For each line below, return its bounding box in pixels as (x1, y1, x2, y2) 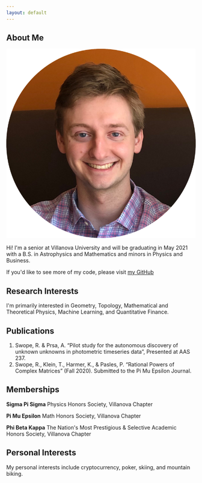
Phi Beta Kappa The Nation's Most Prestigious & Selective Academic (6, 424, 177, 431)
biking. (6, 470, 23, 477)
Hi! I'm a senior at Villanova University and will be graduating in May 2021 (6, 244, 188, 252)
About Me (6, 33, 44, 43)
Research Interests (6, 286, 79, 296)
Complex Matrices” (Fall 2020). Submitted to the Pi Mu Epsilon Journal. (14, 367, 192, 375)
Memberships (6, 384, 60, 395)
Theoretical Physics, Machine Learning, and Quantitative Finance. (6, 308, 170, 315)
